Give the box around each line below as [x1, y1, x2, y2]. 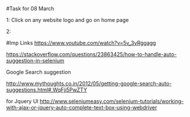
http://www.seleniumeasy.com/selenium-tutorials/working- [39, 97, 184, 105]
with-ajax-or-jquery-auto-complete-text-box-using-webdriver [6, 104, 157, 111]
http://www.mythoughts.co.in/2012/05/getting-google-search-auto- [6, 80, 172, 87]
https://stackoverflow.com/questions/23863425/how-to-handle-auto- [6, 51, 177, 58]
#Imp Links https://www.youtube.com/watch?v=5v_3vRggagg [6, 40, 156, 46]
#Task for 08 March [6, 5, 54, 12]
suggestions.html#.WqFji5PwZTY [6, 86, 88, 93]
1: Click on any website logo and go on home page [6, 17, 129, 23]
